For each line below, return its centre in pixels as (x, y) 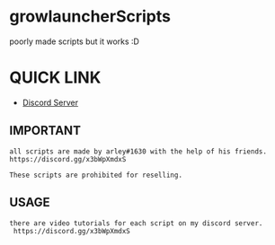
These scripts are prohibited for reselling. (96, 175)
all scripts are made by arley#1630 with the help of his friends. (138, 151)
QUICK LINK (55, 78)
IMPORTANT (45, 131)
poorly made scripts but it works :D (74, 41)
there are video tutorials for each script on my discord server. (136, 223)
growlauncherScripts (90, 17)
